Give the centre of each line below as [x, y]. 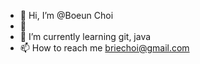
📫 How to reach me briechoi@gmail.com [104, 48]
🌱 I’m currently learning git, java [85, 36]
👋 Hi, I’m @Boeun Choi [66, 15]
